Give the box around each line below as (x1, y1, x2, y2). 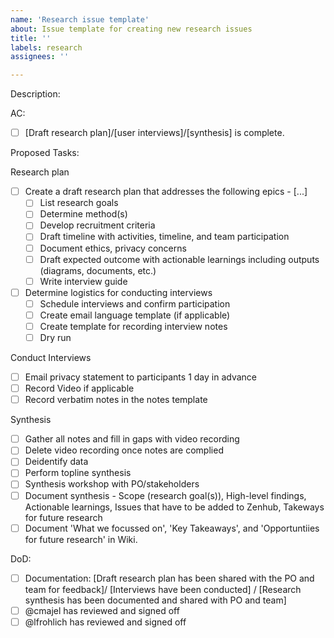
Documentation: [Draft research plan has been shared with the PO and (24, 572, 315, 584)
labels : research (10, 42, 83, 53)
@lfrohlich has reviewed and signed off (24, 616, 187, 628)
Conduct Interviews (10, 352, 92, 363)
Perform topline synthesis (24, 467, 132, 479)
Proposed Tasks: (10, 147, 80, 159)
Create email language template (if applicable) (39, 309, 231, 321)
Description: (10, 88, 61, 100)
